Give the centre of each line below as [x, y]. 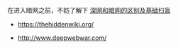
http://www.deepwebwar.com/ [62, 38]
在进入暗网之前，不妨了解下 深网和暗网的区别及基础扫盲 [89, 10]
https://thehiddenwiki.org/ [56, 24]
